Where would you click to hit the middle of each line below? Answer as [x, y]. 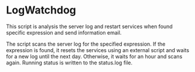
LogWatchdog [41, 10]
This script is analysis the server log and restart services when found [89, 26]
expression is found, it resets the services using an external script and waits [97, 50]
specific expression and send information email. [64, 32]
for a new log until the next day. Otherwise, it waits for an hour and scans [94, 56]
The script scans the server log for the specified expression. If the [86, 44]
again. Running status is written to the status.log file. [69, 63]
